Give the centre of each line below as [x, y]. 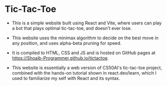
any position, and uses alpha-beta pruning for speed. [67, 43]
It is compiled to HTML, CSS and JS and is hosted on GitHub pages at [83, 53]
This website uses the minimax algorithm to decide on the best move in [85, 38]
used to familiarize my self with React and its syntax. [66, 78]
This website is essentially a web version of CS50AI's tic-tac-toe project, [87, 68]
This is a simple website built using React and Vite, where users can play [87, 23]
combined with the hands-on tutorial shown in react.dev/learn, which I [84, 73]
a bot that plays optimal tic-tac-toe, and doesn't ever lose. [72, 28]
